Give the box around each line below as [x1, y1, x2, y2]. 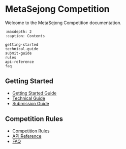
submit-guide [5, 51, 32, 56]
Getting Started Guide [12, 90, 57, 96]
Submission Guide [12, 100, 49, 106]
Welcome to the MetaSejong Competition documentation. [5, 20, 122, 26]
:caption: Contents [5, 33, 45, 38]
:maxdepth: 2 [5, 29, 32, 34]
